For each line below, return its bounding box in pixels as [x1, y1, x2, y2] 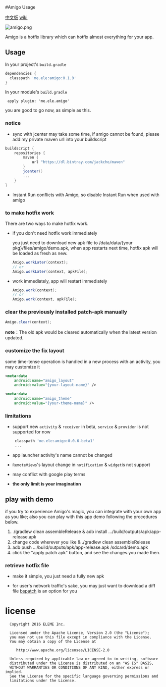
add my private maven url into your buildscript [12, 136, 107, 142]
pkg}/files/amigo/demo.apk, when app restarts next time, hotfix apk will [12, 245, 159, 251]
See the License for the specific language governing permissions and [9, 674, 159, 679]
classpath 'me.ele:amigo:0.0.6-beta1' [14, 438, 95, 444]
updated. [5, 335, 24, 341]
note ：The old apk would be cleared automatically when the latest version [5, 329, 157, 335]
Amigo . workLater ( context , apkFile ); [12, 269, 88, 274]
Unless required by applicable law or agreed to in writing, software [9, 656, 159, 661]
